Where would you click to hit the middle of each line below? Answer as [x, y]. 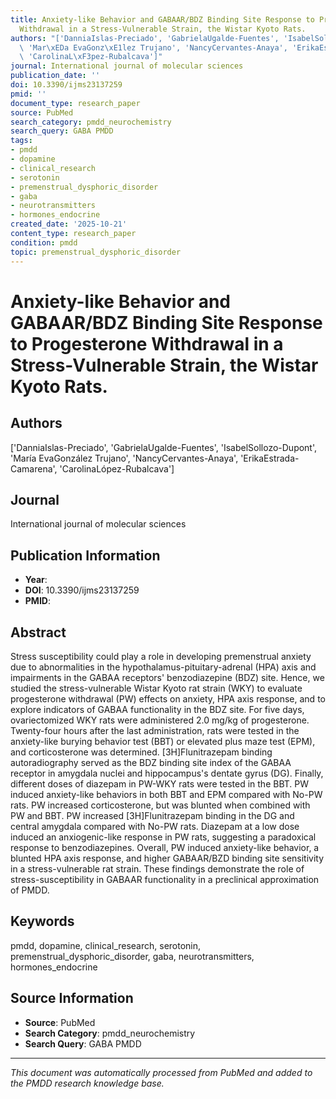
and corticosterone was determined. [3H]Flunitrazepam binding [141, 752]
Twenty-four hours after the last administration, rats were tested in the [155, 730]
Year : [36, 580]
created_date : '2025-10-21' [69, 224]
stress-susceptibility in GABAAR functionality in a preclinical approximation [165, 879]
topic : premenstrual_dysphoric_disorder [96, 252]
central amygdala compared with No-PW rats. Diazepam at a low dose [155, 826]
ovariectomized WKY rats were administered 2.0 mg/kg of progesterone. [160, 720]
